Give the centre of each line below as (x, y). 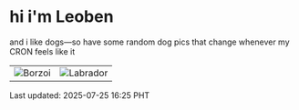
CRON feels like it (42, 51)
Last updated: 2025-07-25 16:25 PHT (80, 95)
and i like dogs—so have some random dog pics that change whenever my (149, 42)
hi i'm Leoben (62, 17)
